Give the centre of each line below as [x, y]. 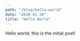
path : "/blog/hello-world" [34, 10]
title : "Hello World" [28, 19]
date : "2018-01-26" [26, 14]
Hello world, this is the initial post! [41, 33]
